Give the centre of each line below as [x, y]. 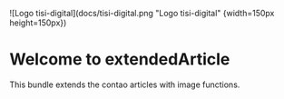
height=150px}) [38, 23]
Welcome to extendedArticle [120, 59]
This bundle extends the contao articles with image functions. [125, 84]
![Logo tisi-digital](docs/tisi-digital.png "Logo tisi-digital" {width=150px [142, 13]
